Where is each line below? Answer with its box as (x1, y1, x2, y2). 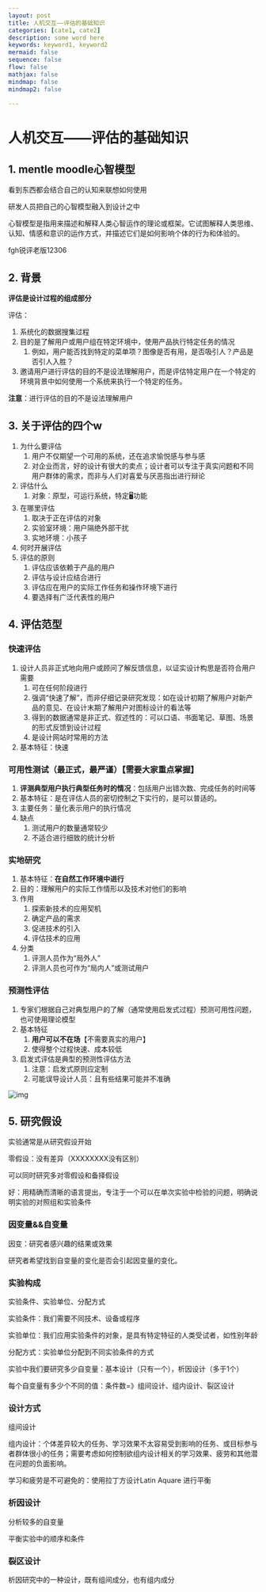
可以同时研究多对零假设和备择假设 (8, 1171, 120, 1180)
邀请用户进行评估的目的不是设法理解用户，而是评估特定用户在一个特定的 (19, 367, 256, 376)
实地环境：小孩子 (31, 533, 88, 543)
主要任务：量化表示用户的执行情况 (19, 803, 131, 813)
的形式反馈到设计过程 (31, 722, 101, 732)
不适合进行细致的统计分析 (31, 832, 116, 842)
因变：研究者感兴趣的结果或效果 (8, 1239, 112, 1248)
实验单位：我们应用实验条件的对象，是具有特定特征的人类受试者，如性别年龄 (8, 1330, 258, 1339)
